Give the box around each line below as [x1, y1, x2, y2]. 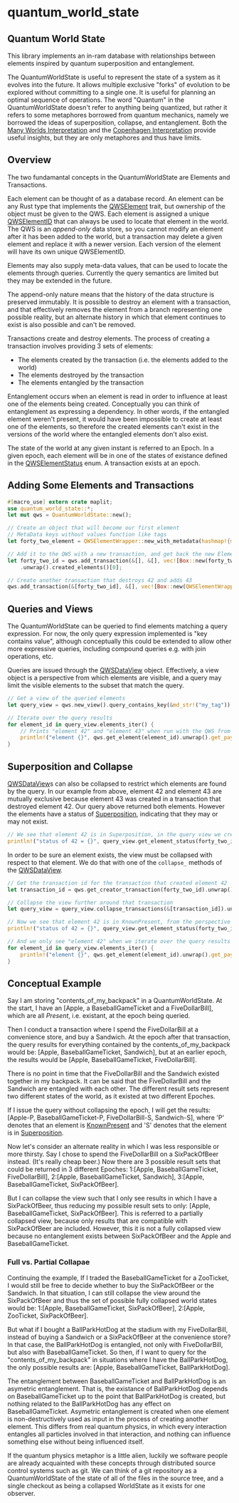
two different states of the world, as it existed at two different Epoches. [7, 1092, 216, 1101]
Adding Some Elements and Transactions [7, 479, 194, 492]
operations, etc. [7, 652, 53, 661]
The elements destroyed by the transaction [17, 370, 144, 379]
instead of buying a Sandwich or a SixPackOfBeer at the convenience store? [7, 1333, 231, 1341]
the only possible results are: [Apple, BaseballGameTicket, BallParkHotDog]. [7, 1363, 230, 1371]
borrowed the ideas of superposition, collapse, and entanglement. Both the [7, 118, 228, 127]
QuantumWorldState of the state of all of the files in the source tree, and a [7, 1474, 224, 1482]
